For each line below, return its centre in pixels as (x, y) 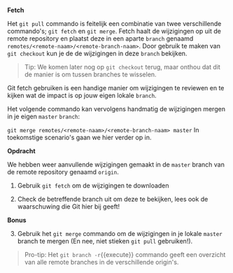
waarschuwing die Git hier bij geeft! (69, 206)
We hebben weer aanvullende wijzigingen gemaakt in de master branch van (116, 164)
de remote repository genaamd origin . (63, 172)
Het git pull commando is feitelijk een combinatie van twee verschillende (114, 23)
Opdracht (22, 151)
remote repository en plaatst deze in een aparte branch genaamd (100, 38)
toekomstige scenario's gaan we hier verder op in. (79, 137)
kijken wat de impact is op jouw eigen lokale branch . (82, 95)
